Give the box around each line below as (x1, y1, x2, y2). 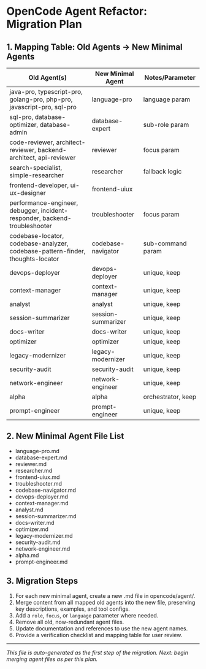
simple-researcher (9, 171, 64, 179)
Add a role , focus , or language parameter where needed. (15, 611, 159, 619)
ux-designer (9, 189, 46, 197)
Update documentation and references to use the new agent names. (15, 624, 188, 632)
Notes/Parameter (143, 74, 196, 82)
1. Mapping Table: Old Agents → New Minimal (6, 42, 183, 52)
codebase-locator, (9, 232, 64, 240)
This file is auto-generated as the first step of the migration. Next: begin (6, 649, 189, 656)
